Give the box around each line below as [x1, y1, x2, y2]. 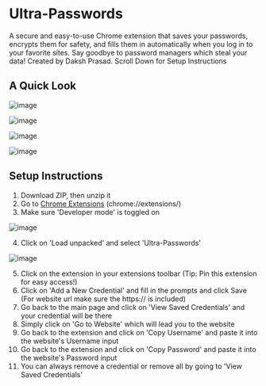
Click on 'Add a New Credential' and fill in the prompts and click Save [20, 285, 247, 295]
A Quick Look [9, 79, 77, 93]
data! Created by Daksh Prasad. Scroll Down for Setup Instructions [9, 56, 227, 66]
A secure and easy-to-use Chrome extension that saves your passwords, [9, 31, 249, 40]
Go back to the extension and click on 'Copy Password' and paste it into [20, 344, 256, 354]
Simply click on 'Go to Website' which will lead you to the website [20, 319, 235, 329]
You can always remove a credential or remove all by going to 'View [20, 361, 243, 371]
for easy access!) [20, 277, 78, 286]
